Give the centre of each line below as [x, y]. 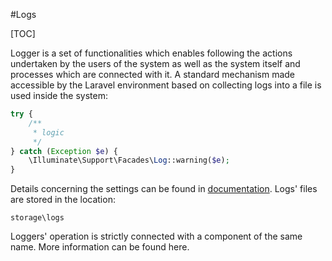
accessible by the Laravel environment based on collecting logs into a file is [166, 85]
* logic [48, 132]
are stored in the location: [63, 200]
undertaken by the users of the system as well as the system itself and [155, 63]
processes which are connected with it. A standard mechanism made [152, 74]
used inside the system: [59, 95]
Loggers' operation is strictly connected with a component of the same [156, 236]
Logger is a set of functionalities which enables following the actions [151, 53]
